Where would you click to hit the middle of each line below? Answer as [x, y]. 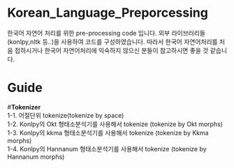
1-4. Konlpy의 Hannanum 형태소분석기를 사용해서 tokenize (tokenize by [107, 148]
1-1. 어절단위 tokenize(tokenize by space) [66, 115]
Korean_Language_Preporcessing [108, 13]
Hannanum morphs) [36, 156]
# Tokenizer [24, 107]
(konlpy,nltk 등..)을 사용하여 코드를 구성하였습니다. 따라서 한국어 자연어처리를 [112, 41]
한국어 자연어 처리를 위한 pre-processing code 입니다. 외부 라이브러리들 [107, 33]
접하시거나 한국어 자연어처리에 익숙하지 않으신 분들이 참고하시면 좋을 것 [111, 50]
